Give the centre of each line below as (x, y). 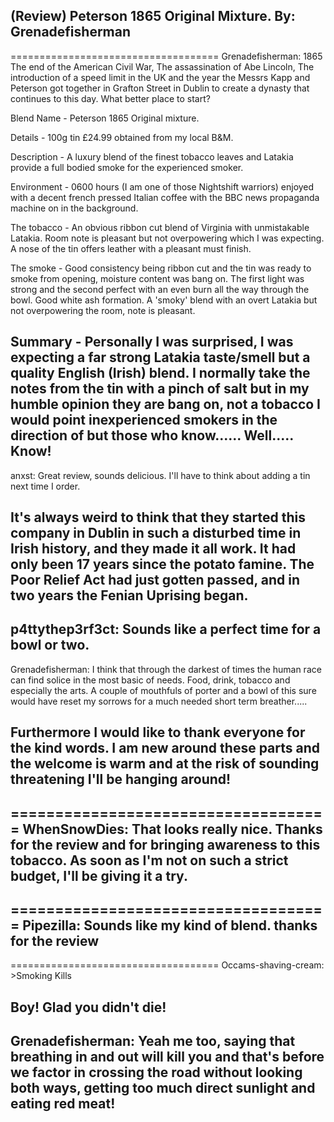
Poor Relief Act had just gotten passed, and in (155, 580)
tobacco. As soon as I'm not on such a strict (149, 860)
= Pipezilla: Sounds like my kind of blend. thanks (164, 925)
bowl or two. (50, 645)
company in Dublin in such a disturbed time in (156, 533)
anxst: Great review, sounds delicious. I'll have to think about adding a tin (160, 475)
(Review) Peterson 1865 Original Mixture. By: (153, 16)
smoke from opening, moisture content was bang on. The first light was (157, 278)
